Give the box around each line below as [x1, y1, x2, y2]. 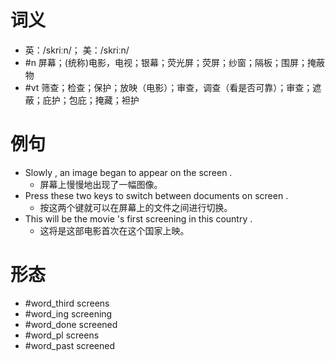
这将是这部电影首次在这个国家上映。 [39, 224, 190, 236]
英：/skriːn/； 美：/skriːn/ [24, 44, 130, 56]
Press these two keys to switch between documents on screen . [24, 189, 289, 201]
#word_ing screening [24, 307, 113, 320]
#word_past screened [24, 339, 115, 351]
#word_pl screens [24, 329, 100, 341]
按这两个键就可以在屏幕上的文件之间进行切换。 [39, 201, 233, 213]
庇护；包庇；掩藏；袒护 [42, 94, 140, 106]
